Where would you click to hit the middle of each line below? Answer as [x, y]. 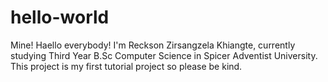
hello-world [60, 17]
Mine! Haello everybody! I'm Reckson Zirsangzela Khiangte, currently [153, 45]
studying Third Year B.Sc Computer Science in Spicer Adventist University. [164, 55]
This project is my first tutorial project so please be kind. [126, 66]
